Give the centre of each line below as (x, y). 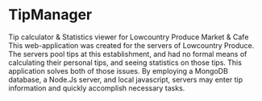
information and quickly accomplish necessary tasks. (97, 88)
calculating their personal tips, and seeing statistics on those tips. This (125, 63)
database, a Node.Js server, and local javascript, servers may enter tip (126, 79)
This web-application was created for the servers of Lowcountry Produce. (131, 45)
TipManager (50, 15)
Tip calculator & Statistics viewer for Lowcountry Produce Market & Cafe (129, 37)
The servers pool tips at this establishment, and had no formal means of (128, 54)
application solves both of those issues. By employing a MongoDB (118, 71)
